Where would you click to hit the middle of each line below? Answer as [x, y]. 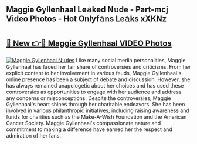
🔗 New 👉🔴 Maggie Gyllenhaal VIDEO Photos [89, 43]
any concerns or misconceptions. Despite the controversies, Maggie [89, 98]
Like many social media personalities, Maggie [131, 60]
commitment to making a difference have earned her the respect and [89, 129]
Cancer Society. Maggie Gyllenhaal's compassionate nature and [84, 123]
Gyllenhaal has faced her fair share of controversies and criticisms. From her [98, 67]
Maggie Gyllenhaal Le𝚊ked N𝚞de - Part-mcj [87, 10]
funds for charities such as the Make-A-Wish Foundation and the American [96, 117]
